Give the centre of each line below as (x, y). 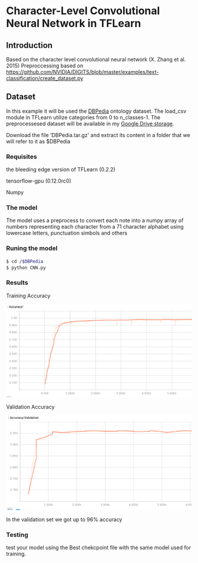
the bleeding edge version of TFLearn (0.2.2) (61, 170)
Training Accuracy (28, 295)
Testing (17, 535)
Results (17, 283)
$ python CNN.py (26, 268)
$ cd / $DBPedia (25, 261)
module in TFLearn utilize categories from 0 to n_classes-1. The (83, 117)
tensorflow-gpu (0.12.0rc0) (39, 181)
